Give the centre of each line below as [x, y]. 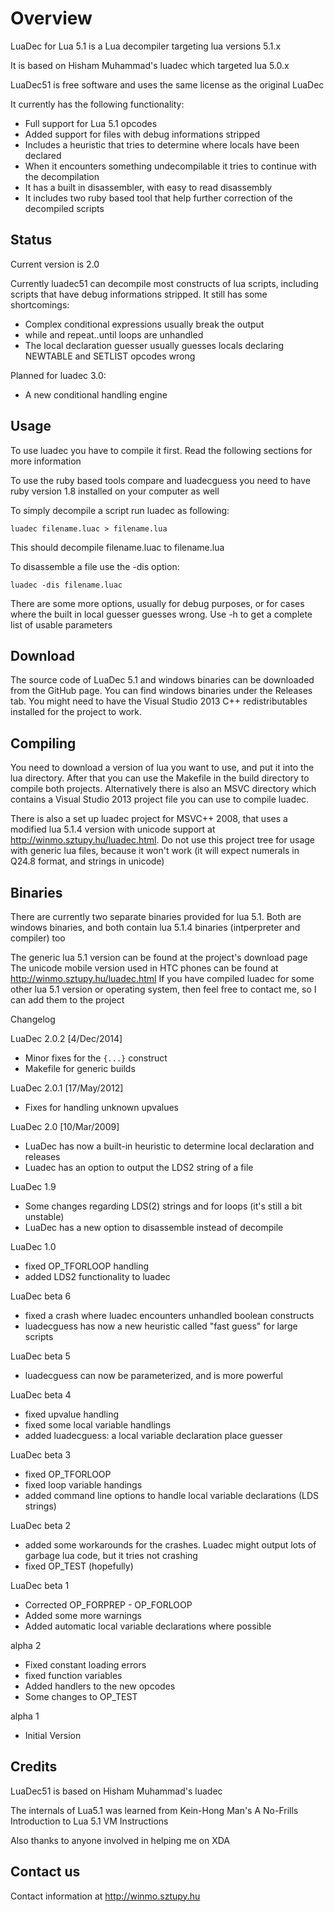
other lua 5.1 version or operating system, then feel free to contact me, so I [163, 989]
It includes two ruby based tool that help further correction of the [158, 198]
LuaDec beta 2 [40, 1525]
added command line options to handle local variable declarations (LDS [172, 1495]
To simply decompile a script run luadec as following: [120, 510]
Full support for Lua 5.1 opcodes [91, 123]
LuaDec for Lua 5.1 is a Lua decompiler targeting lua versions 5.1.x [146, 46]
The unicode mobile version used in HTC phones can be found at [144, 968]
